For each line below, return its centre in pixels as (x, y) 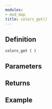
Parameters (24, 66)
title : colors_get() (26, 19)
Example (19, 100)
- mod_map (15, 14)
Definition (21, 39)
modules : (14, 10)
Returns (18, 83)
